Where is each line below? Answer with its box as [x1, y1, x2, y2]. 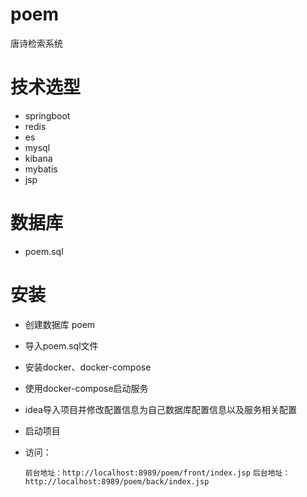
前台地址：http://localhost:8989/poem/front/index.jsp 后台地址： [24, 468, 291, 478]
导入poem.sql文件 [24, 339, 99, 352]
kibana [24, 152, 53, 164]
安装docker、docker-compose [24, 361, 152, 373]
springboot [24, 109, 71, 122]
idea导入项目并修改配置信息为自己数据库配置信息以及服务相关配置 [24, 403, 297, 415]
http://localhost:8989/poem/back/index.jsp [24, 476, 210, 487]
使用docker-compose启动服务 [24, 382, 149, 394]
